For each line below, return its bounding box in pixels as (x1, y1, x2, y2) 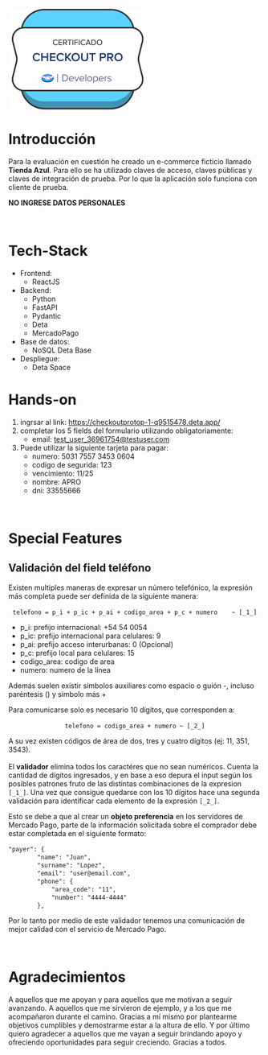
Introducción (8, 130, 96, 149)
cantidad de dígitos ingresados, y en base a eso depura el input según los (8, 770, 253, 780)
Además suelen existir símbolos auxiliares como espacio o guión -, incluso (8, 681, 254, 690)
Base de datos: (19, 336, 70, 346)
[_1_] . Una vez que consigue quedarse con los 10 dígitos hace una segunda (8, 787, 261, 797)
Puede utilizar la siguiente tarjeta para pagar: (19, 443, 169, 452)
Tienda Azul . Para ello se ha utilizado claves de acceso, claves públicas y (8, 165, 253, 175)
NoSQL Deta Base (31, 345, 92, 355)
